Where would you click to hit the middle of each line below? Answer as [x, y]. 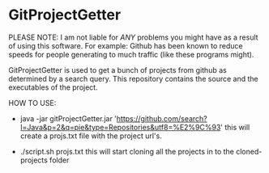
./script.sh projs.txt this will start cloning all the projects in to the [127, 151]
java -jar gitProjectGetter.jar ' [68, 118]
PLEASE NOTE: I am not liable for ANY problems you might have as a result [133, 37]
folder [60, 160]
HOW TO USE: [32, 103]
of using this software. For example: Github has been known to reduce [126, 45]
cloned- [249, 151]
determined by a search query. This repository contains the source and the [133, 78]
